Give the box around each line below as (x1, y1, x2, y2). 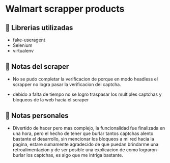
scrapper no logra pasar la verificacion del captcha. (12, 81, 121, 87)
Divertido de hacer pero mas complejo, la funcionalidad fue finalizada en (12, 125, 165, 131)
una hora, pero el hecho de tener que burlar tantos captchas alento (12, 130, 154, 137)
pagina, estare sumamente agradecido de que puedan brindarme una (12, 141, 159, 147)
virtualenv (12, 48, 34, 53)
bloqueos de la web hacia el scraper (12, 96, 89, 102)
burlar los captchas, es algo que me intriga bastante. (12, 152, 123, 158)
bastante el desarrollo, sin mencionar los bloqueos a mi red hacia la (12, 135, 154, 142)
